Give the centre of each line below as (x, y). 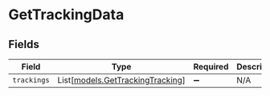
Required (211, 67)
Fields (24, 44)
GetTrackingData (66, 15)
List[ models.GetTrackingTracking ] (122, 80)
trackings (31, 80)
